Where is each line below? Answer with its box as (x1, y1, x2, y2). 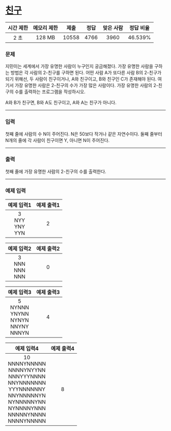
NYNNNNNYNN (8, 398, 46, 406)
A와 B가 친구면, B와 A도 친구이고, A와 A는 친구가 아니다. (5, 100, 117, 106)
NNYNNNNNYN (8, 392, 46, 399)
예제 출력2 (36, 245, 60, 252)
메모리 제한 (33, 24, 59, 31)
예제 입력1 (8, 202, 32, 209)
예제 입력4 (15, 345, 39, 352)
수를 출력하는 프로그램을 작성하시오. (14, 89, 85, 95)
